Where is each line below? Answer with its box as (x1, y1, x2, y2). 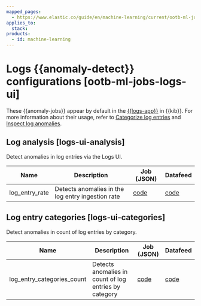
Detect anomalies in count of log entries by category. (6, 228, 137, 236)
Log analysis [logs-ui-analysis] (6, 137, 125, 147)
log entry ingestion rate (54, 192, 120, 200)
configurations (6, 75, 82, 88)
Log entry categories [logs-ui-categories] (6, 212, 166, 222)
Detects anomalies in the (54, 184, 124, 193)
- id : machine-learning (11, 36, 71, 42)
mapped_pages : (6, 8, 42, 15)
